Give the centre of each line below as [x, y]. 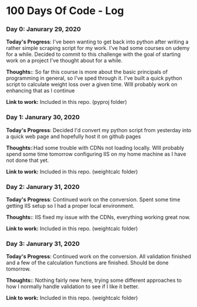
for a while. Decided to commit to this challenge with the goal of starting [94, 55]
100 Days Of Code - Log [65, 11]
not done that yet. [28, 160]
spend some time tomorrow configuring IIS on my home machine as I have [96, 154]
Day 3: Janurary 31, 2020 [43, 244]
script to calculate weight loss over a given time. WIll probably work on [92, 85]
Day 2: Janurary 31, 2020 [43, 187]
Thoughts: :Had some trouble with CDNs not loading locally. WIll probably [95, 147]
